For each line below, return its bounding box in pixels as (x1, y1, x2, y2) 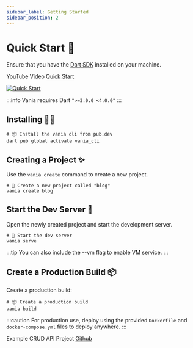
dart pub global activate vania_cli (6, 138, 100, 144)
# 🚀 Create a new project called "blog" (6, 183, 111, 189)
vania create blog (6, 188, 53, 194)
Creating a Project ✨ (6, 154, 86, 165)
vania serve (6, 237, 37, 244)
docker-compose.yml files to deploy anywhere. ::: (6, 323, 127, 330)
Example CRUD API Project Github (6, 335, 93, 342)
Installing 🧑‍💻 (6, 114, 55, 125)
